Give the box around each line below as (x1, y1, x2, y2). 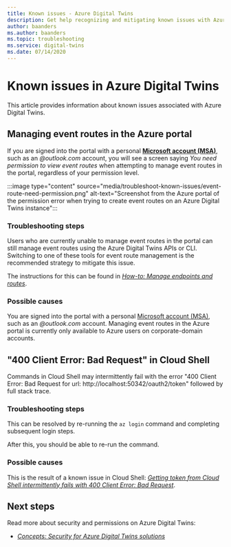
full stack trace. (7, 387, 52, 395)
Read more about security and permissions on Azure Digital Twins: (7, 519, 196, 527)
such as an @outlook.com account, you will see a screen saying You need (7, 154, 217, 162)
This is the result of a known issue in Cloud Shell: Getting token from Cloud (7, 473, 220, 482)
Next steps (7, 501, 55, 513)
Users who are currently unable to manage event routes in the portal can (7, 236, 213, 245)
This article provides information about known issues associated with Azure (7, 101, 222, 109)
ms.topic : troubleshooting (7, 36, 85, 43)
